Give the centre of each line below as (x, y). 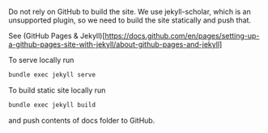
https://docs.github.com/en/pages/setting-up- (182, 36)
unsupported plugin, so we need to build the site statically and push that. (130, 20)
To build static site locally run (57, 90)
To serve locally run (41, 60)
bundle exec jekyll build (52, 105)
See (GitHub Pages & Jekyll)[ (57, 36)
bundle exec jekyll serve (52, 75)
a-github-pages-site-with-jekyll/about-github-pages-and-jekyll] (115, 44)
